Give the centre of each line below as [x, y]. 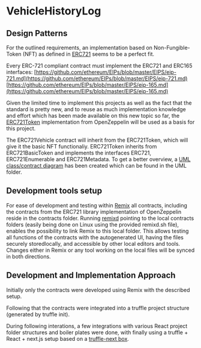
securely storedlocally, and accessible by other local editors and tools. [93, 243]
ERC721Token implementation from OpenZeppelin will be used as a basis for [100, 122]
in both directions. [28, 256]
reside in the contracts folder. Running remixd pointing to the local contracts [100, 218]
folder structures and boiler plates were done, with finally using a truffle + [97, 332]
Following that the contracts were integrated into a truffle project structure [98, 308]
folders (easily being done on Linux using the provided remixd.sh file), [92, 224]
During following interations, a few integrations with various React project [97, 326]
